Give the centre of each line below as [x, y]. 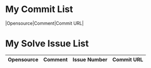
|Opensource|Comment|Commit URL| [44, 23]
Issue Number [90, 59]
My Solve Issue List [47, 44]
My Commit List [39, 9]
